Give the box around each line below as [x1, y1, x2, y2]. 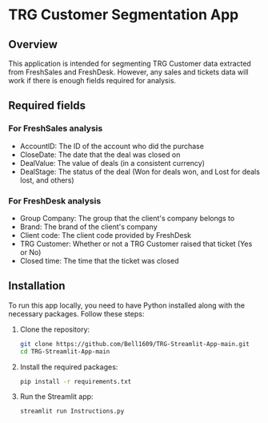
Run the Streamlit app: [19, 392, 94, 401]
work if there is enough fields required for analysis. [8, 76, 177, 85]
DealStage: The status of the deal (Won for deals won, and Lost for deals [19, 167, 260, 176]
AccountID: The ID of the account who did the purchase [19, 141, 204, 151]
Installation [8, 279, 66, 293]
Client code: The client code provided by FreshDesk [19, 230, 192, 240]
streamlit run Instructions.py [19, 407, 125, 416]
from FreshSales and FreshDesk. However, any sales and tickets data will [8, 67, 249, 77]
